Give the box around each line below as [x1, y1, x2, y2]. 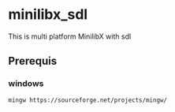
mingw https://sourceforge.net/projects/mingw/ [8, 96, 168, 104]
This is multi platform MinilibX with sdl [8, 32, 132, 41]
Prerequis [8, 54, 58, 68]
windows [8, 78, 44, 89]
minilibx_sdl [8, 6, 88, 24]
